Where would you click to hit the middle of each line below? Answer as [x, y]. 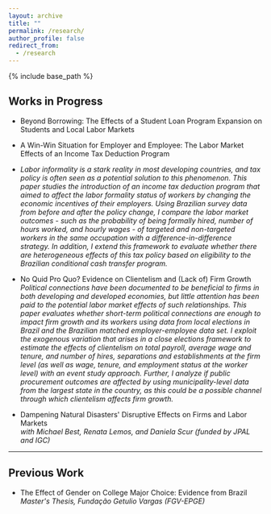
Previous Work [46, 473]
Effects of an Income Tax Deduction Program [95, 153]
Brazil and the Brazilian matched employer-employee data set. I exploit [138, 330]
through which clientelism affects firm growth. [96, 399]
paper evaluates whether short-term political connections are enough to [140, 313]
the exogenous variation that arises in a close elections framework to [135, 338]
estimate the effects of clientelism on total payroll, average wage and [135, 347]
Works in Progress [56, 102]
